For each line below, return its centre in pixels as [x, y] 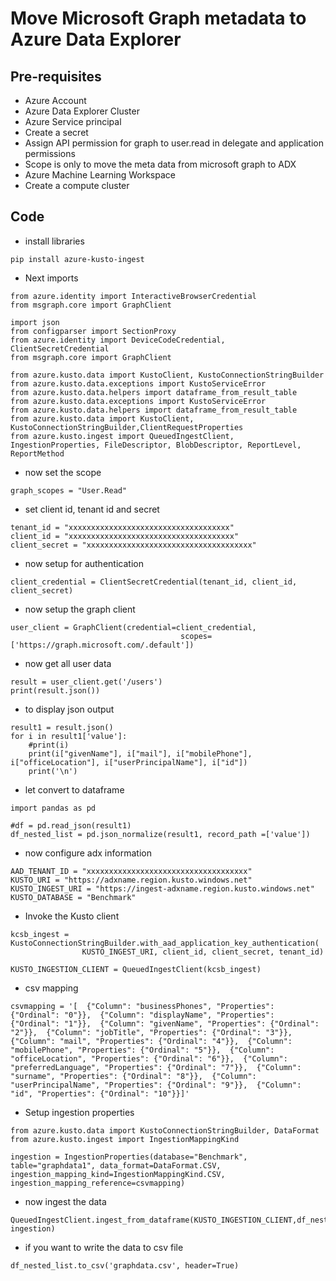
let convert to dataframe [74, 789]
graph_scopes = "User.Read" [69, 490]
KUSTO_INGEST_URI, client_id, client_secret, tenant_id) [203, 952]
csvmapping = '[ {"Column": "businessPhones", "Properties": [142, 1006]
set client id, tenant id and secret [92, 509]
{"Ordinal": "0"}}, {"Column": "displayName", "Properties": [142, 1015]
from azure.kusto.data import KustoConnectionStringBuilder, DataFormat [165, 1130]
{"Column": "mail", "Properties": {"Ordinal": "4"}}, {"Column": [151, 1041]
